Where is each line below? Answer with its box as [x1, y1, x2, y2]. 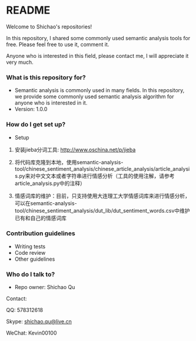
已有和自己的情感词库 [14, 214, 67, 222]
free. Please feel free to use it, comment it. [6, 41, 109, 48]
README [6, 4, 51, 17]
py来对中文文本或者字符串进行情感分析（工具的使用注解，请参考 [19, 172, 175, 179]
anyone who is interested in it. [14, 99, 88, 106]
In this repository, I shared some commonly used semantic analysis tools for [6, 34, 190, 41]
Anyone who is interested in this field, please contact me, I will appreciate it [6, 52, 189, 59]
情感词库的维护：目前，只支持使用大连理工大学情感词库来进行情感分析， [14, 192, 190, 199]
